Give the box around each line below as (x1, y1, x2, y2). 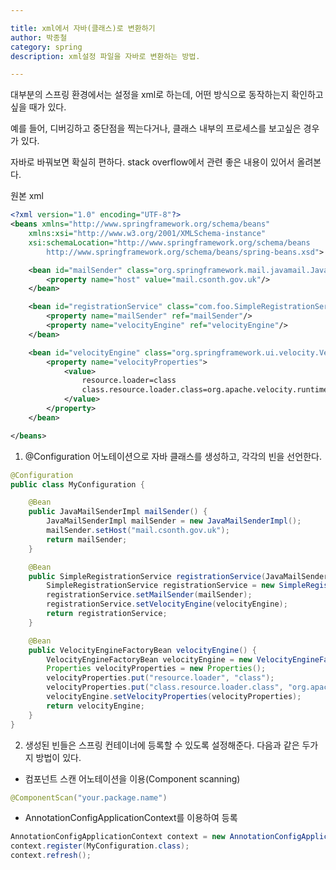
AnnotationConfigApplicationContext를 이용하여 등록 (24, 812, 238, 824)
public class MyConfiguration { (10, 479, 145, 490)
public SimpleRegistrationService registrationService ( (28, 571, 267, 581)
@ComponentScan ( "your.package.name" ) (10, 792, 168, 803)
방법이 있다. (35, 751, 82, 763)
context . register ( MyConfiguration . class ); (10, 841, 190, 851)
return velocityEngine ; (46, 701, 145, 711)
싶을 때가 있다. (10, 101, 67, 113)
